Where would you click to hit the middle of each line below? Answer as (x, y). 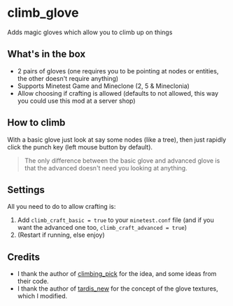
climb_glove (43, 13)
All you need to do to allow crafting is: (62, 207)
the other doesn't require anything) (68, 78)
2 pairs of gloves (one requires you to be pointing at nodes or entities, (118, 71)
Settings (26, 190)
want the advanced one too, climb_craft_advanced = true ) (102, 228)
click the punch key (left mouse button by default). (80, 147)
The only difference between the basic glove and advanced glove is (122, 160)
